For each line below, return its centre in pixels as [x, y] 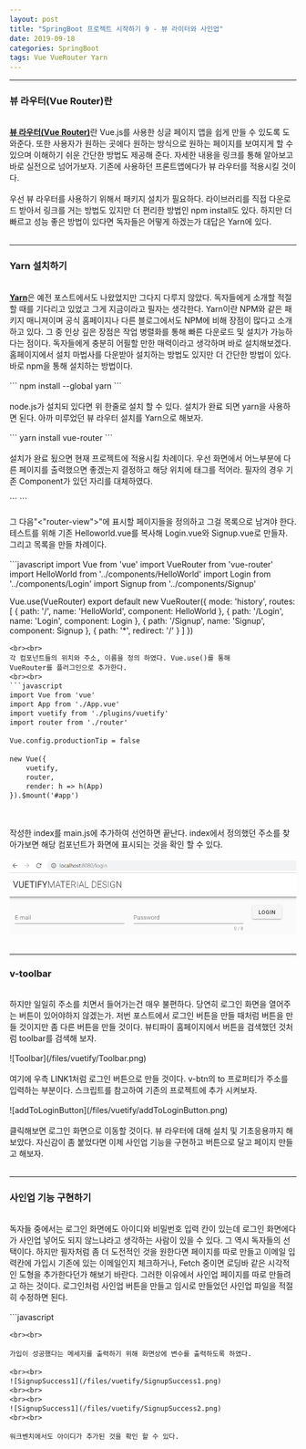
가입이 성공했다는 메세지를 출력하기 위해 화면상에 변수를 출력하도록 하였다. [131, 1354]
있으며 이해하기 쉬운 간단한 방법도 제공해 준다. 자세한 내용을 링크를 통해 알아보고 [152, 155]
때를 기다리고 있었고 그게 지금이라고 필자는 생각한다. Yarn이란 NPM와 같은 [151, 308]
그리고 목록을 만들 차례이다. [58, 544]
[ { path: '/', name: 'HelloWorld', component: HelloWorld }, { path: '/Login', [147, 610]
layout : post [34, 19]
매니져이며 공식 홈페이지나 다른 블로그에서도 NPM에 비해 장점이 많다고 [151, 320]
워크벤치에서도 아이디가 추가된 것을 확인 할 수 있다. [94, 1437]
